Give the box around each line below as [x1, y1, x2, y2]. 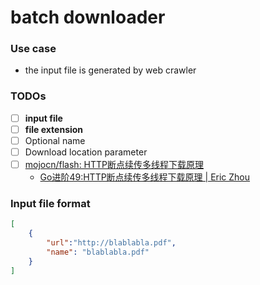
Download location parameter [24, 146, 148, 158]
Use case [10, 42, 57, 56]
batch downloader [10, 6, 166, 29]
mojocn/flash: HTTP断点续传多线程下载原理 [24, 159, 205, 171]
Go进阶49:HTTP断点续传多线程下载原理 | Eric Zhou [39, 171, 251, 183]
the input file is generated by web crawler [24, 64, 197, 76]
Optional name [24, 134, 86, 146]
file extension [24, 123, 84, 135]
